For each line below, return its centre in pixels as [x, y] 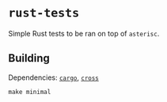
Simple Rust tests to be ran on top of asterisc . [84, 33]
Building [29, 58]
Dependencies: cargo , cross [53, 77]
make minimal [30, 92]
